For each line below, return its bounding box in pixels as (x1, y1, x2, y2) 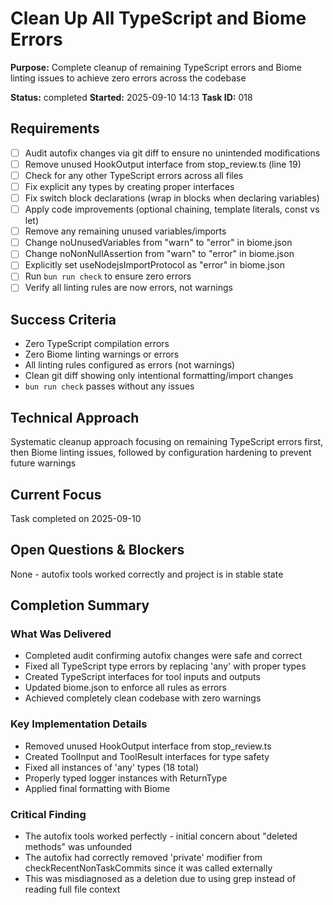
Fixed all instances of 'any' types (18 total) (24, 761, 200, 773)
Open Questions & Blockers (10, 542, 185, 559)
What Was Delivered (10, 627, 112, 641)
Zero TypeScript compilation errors (24, 338, 170, 350)
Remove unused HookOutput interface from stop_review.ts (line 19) (24, 158, 302, 170)
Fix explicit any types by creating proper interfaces (24, 180, 235, 192)
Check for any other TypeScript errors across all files (24, 169, 244, 181)
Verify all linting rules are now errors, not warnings (24, 282, 233, 294)
